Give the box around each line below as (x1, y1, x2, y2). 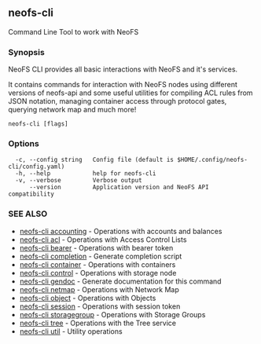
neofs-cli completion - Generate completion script (19, 251, 182, 261)
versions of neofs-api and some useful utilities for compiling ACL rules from (8, 88, 253, 97)
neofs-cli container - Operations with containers (19, 259, 176, 269)
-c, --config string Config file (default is (15, 156, 175, 164)
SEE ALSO (8, 208, 48, 219)
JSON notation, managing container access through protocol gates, (8, 97, 227, 106)
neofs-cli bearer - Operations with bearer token (19, 243, 174, 252)
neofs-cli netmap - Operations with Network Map (19, 284, 179, 294)
